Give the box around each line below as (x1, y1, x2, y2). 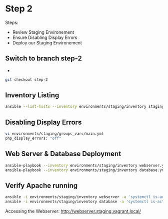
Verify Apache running (5, 181, 78, 190)
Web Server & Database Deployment (5, 150, 121, 158)
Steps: (5, 19, 18, 25)
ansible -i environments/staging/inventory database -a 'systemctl (5, 199, 149, 205)
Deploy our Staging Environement (12, 39, 82, 45)
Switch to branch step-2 (5, 54, 82, 63)
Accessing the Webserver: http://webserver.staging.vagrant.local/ (5, 208, 141, 214)
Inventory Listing (5, 91, 59, 100)
